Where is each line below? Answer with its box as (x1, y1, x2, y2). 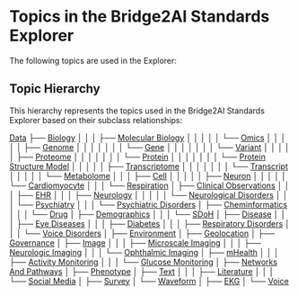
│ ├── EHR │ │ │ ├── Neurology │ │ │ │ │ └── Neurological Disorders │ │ (9, 189, 289, 200)
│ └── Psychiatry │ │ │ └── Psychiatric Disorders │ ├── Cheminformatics (9, 199, 288, 210)
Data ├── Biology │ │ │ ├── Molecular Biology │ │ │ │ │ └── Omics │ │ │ (9, 132, 286, 143)
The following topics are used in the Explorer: (9, 55, 178, 66)
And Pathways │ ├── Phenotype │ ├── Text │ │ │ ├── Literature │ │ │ (9, 265, 275, 276)
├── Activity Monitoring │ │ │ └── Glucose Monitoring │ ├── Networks (9, 256, 278, 267)
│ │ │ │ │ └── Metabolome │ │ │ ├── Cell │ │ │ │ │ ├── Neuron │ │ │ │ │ (9, 170, 287, 181)
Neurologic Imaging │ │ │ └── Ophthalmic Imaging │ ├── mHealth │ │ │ (9, 247, 280, 257)
